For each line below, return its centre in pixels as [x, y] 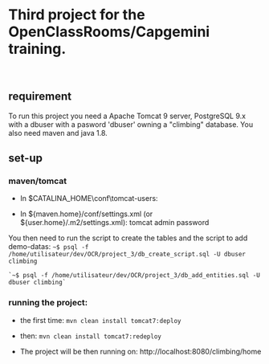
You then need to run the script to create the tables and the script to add [128, 238]
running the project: [48, 303]
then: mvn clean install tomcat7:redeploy [91, 336]
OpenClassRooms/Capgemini [109, 32]
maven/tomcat [38, 181]
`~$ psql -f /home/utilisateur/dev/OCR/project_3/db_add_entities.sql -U [134, 276]
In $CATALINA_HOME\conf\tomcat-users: [89, 198]
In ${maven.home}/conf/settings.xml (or [86, 214]
